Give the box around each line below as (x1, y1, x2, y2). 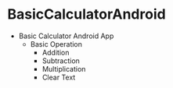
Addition (41, 48, 70, 57)
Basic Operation (30, 39, 83, 48)
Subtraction (41, 56, 80, 65)
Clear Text (41, 72, 76, 82)
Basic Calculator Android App (18, 31, 114, 40)
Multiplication (41, 64, 86, 73)
